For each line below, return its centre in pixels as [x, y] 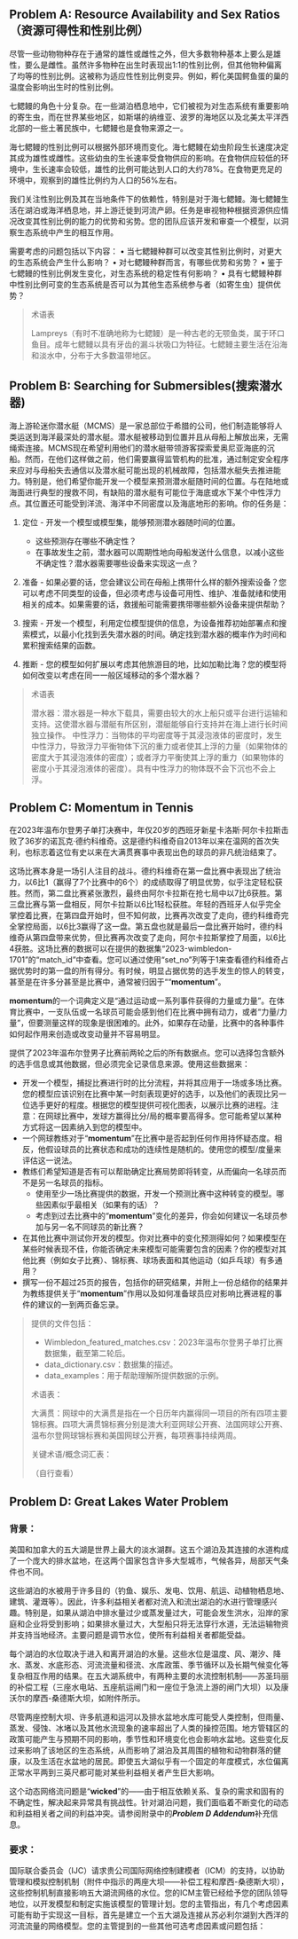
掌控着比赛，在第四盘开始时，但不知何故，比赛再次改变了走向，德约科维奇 [145, 915]
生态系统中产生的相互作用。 [67, 232]
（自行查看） [54, 1473]
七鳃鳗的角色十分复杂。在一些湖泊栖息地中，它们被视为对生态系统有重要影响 [149, 106]
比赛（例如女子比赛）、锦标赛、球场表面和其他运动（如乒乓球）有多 [152, 1260]
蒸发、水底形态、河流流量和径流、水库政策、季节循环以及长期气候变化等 [157, 1665]
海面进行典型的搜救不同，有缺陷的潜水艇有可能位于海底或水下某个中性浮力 [145, 492]
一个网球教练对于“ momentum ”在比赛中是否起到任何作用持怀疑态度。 [148, 1138]
